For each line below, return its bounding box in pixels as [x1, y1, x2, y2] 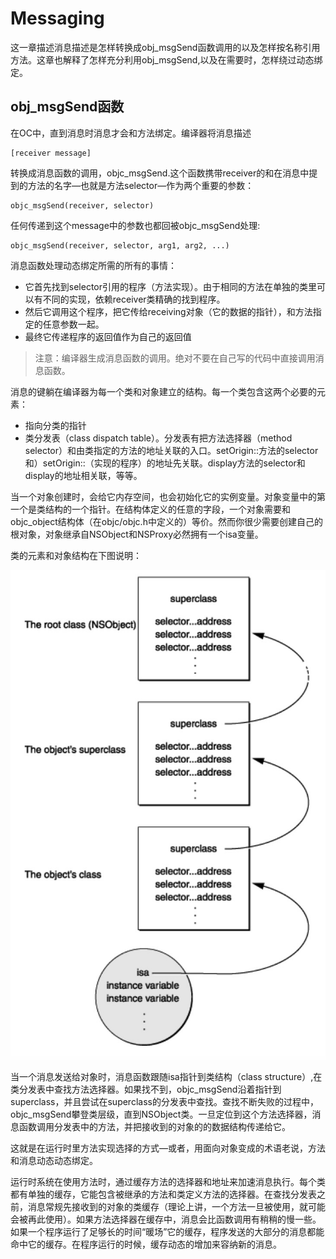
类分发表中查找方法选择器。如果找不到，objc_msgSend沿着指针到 [10, 1083, 282, 1095]
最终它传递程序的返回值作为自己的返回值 [24, 330, 192, 342]
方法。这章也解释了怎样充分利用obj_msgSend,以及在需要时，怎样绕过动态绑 [10, 53, 323, 66]
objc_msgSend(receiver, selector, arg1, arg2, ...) [10, 240, 230, 251]
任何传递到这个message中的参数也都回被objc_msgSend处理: [10, 219, 261, 231]
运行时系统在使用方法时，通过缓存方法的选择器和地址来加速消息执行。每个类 [10, 1175, 326, 1187]
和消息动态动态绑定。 [10, 1154, 98, 1166]
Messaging [10, 7, 105, 30]
